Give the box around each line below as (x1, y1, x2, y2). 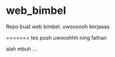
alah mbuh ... (6, 45, 37, 52)
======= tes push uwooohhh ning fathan (6, 34, 107, 41)
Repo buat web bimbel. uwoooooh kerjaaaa (6, 23, 110, 30)
